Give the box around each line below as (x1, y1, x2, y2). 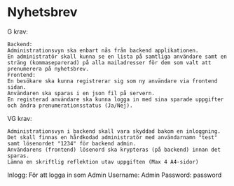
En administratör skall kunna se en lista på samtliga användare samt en (7, 53, 228, 60)
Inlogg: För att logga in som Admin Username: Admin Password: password (7, 171, 222, 179)
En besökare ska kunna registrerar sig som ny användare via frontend (7, 78, 218, 85)
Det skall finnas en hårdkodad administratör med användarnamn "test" (7, 134, 218, 141)
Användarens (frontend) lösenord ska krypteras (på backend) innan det (7, 146, 221, 153)
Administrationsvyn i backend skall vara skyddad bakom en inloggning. (7, 127, 221, 135)
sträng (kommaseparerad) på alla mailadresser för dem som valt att (7, 59, 212, 66)
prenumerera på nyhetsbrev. (7, 65, 90, 72)
